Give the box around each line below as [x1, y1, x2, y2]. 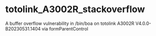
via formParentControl [41, 25, 88, 31]
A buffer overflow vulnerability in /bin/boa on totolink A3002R [5, 20, 135, 26]
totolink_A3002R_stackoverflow [5, 4, 145, 15]
